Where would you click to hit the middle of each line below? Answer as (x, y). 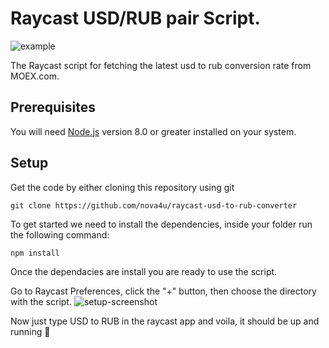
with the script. (41, 301)
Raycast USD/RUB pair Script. (135, 18)
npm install (35, 253)
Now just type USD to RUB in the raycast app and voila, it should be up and (165, 321)
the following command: (60, 234)
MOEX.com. (35, 76)
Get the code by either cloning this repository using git (122, 187)
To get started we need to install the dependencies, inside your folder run (161, 224)
